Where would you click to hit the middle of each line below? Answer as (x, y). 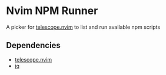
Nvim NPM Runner (52, 11)
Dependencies (33, 45)
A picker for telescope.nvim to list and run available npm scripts (83, 27)
